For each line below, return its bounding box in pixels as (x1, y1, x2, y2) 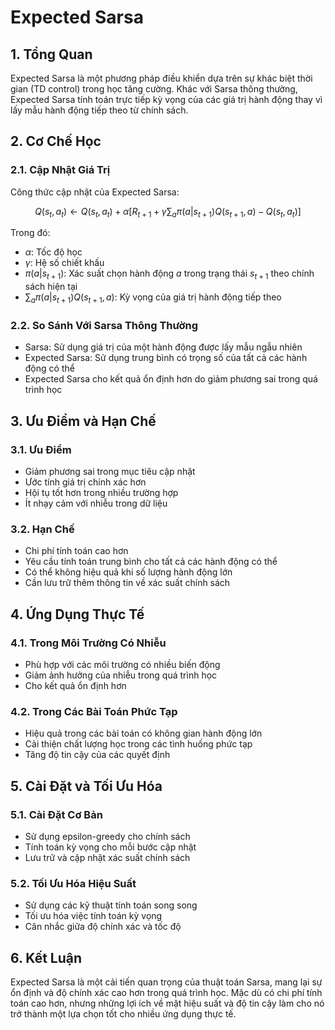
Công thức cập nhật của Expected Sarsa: (10, 186, 180, 198)
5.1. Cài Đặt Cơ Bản (10, 807, 103, 821)
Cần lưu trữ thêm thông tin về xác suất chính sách (24, 577, 231, 589)
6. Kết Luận (10, 949, 83, 966)
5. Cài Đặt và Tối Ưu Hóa (10, 777, 163, 795)
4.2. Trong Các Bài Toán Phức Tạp (10, 704, 178, 718)
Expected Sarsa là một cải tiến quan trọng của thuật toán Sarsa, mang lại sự (10, 976, 323, 988)
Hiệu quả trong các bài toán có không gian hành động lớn (24, 727, 263, 740)
